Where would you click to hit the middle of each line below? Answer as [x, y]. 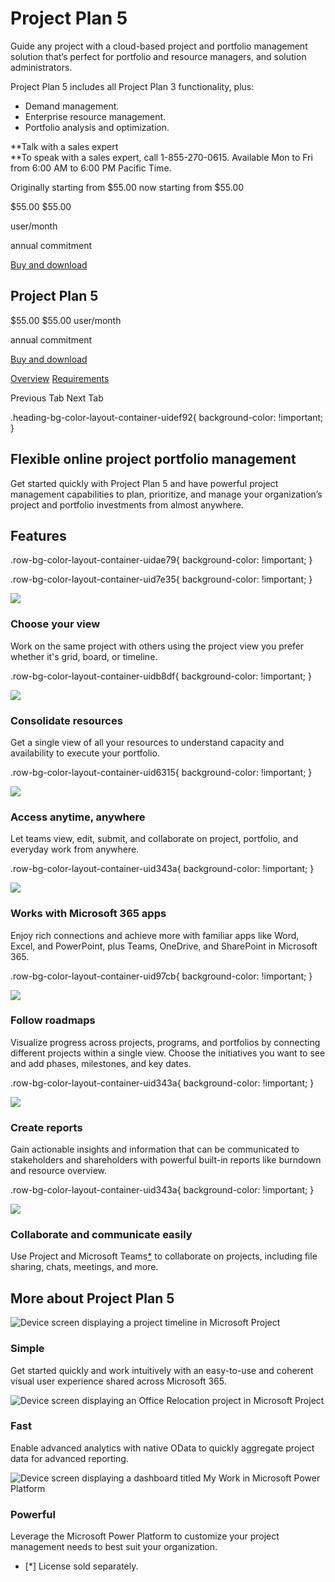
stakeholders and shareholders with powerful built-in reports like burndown [166, 1160]
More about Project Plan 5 [92, 1298]
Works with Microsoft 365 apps [88, 914]
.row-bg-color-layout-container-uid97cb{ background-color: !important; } [161, 976]
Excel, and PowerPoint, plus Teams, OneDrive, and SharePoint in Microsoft [164, 946]
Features [38, 535]
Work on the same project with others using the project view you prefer [157, 646]
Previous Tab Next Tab [57, 398]
